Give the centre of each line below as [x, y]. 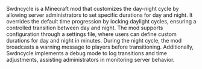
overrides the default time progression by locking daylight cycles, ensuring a [101, 21]
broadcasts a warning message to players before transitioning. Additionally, [100, 47]
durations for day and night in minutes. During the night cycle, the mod [94, 40]
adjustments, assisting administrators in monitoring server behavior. [90, 60]
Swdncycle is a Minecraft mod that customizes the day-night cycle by [93, 9]
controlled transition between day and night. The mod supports [85, 28]
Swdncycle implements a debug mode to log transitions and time [87, 53]
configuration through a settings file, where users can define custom [91, 34]
